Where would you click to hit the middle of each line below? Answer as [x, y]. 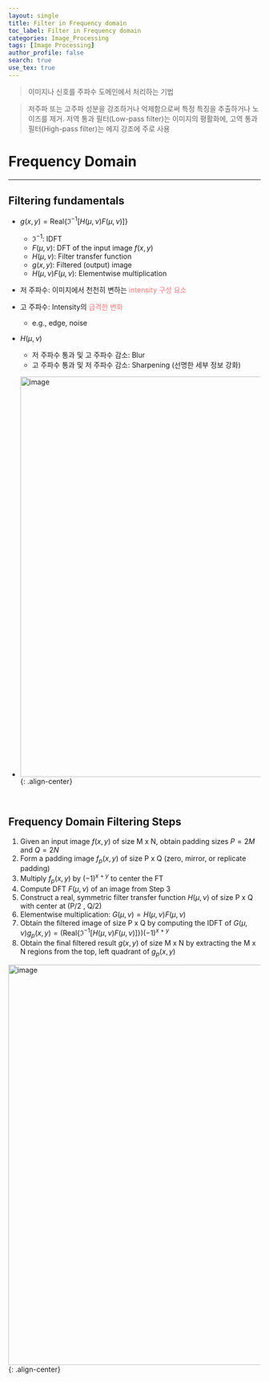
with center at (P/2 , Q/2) [61, 906]
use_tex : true [32, 68]
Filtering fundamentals [66, 201]
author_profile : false [46, 53]
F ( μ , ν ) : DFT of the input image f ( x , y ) [92, 247]
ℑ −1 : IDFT [47, 238]
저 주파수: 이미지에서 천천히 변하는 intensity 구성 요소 [103, 290]
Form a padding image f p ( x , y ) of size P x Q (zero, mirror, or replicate [133, 859]
